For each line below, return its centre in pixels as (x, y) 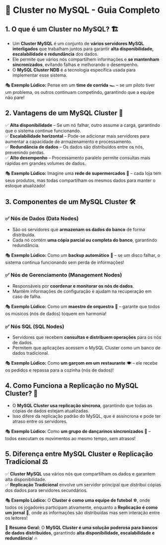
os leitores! (17, 518)
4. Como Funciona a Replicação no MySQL (72, 386)
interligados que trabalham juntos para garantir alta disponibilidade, (83, 49)
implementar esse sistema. (40, 75)
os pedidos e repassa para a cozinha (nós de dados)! (59, 370)
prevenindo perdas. (25, 152)
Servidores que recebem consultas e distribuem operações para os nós (87, 337)
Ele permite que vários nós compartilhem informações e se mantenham (86, 59)
